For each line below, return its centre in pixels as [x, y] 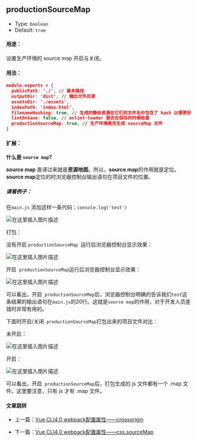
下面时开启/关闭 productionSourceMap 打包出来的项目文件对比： [82, 322]
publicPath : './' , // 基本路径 [48, 91]
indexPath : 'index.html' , [43, 107]
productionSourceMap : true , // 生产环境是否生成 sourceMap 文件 [87, 124]
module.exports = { [30, 86]
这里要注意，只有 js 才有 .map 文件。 [61, 391]
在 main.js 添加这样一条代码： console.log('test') [67, 207]
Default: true [30, 30]
